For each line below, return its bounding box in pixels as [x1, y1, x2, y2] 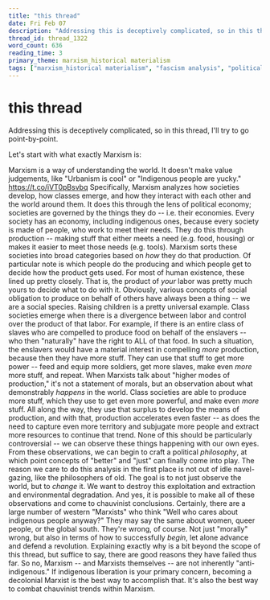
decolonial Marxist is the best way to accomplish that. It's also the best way [8, 575, 259, 585]
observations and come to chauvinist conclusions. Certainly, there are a [8, 498, 246, 508]
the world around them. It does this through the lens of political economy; [8, 199, 252, 209]
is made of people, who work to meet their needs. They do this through [8, 224, 243, 234]
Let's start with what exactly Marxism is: [8, 150, 142, 159]
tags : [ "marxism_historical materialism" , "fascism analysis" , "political [8, 64, 264, 72]
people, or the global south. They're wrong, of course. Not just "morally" [8, 524, 248, 533]
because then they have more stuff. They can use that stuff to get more [8, 353, 245, 363]
